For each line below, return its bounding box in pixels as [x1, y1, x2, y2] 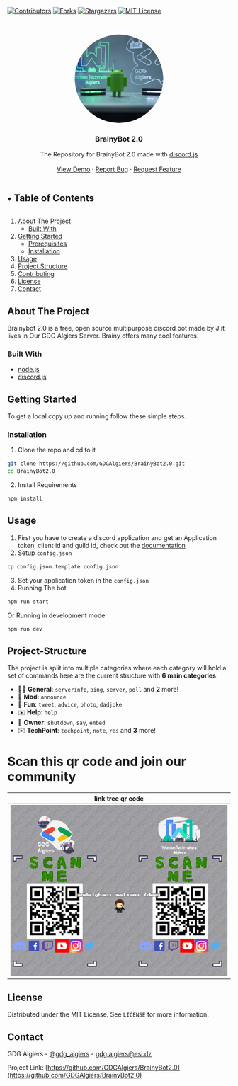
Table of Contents [13, 192, 94, 204]
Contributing [17, 270, 55, 278]
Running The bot [17, 583, 67, 592]
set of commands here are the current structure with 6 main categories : [7, 671, 218, 680]
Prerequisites [28, 239, 67, 248]
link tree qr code [94, 794, 144, 803]
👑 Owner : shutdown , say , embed [17, 719, 106, 727]
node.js [17, 365, 40, 374]
